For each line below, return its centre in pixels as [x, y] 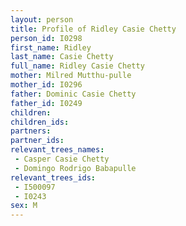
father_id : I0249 [46, 103]
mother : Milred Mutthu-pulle [71, 76]
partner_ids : [37, 141]
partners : [31, 131]
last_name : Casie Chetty [62, 57]
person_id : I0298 [46, 38]
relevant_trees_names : [57, 150]
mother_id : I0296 [46, 85]
